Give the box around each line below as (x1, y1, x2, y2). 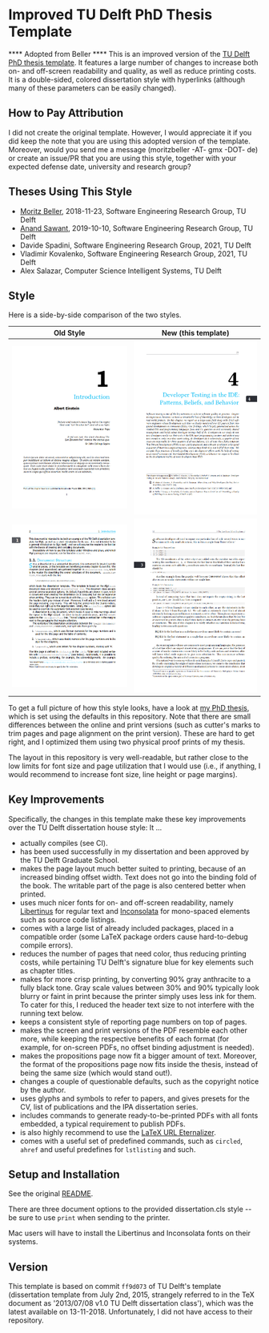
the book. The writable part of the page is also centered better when (19, 880, 247, 890)
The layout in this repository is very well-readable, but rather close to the (8, 752, 249, 762)
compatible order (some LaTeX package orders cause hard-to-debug (19, 932, 248, 941)
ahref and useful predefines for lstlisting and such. (19, 1144, 196, 1154)
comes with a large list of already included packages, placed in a (19, 923, 235, 932)
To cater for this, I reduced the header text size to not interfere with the (19, 1000, 255, 1009)
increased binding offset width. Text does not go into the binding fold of (19, 872, 257, 882)
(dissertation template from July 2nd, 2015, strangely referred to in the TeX (8, 1290, 255, 1299)
